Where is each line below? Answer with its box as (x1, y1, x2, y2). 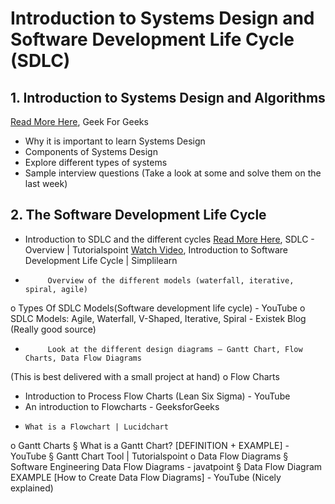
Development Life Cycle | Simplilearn (24, 254, 178, 266)
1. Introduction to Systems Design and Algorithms (10, 89, 326, 106)
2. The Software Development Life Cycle (10, 207, 267, 224)
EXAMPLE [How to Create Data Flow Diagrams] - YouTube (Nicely (10, 471, 282, 483)
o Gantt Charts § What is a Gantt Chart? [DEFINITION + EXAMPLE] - (10, 439, 290, 451)
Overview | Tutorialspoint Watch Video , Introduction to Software (24, 243, 289, 256)
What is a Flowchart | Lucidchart (24, 422, 169, 432)
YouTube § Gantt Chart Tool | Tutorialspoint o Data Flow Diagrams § (10, 450, 289, 462)
